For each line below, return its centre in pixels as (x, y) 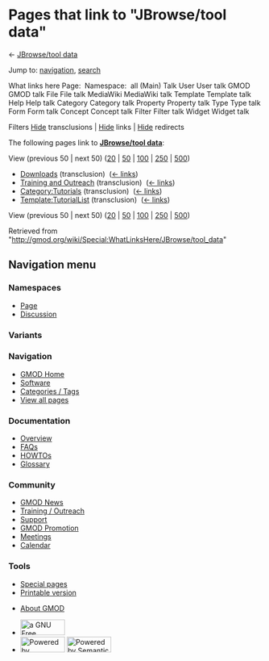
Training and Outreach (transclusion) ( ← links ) (97, 182)
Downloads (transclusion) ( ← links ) (79, 174)
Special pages (43, 584)
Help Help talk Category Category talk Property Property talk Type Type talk (134, 102)
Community (32, 485)
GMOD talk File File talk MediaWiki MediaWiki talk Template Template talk (130, 94)
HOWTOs (36, 456)
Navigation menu (52, 265)
